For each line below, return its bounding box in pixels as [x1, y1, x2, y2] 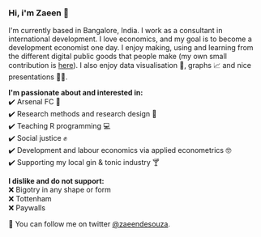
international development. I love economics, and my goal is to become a [8, 34, 253, 44]
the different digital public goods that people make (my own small [8, 52, 227, 61]
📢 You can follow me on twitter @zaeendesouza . [8, 219, 171, 229]
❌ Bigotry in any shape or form [8, 185, 112, 195]
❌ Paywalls [8, 203, 46, 213]
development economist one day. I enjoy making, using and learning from [8, 43, 254, 53]
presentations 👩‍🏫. [8, 72, 68, 82]
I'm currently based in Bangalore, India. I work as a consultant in [8, 26, 223, 36]
